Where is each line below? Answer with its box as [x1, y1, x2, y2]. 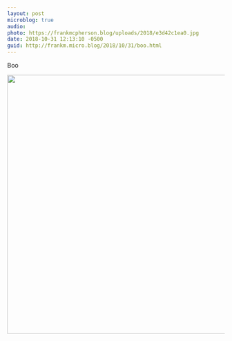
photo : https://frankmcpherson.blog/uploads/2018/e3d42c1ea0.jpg [7, 29, 199, 37]
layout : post [7, 10, 45, 17]
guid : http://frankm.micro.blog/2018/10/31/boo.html [7, 42, 162, 49]
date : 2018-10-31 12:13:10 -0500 [7, 36, 104, 43]
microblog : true [7, 17, 54, 23]
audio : [7, 23, 26, 30]
